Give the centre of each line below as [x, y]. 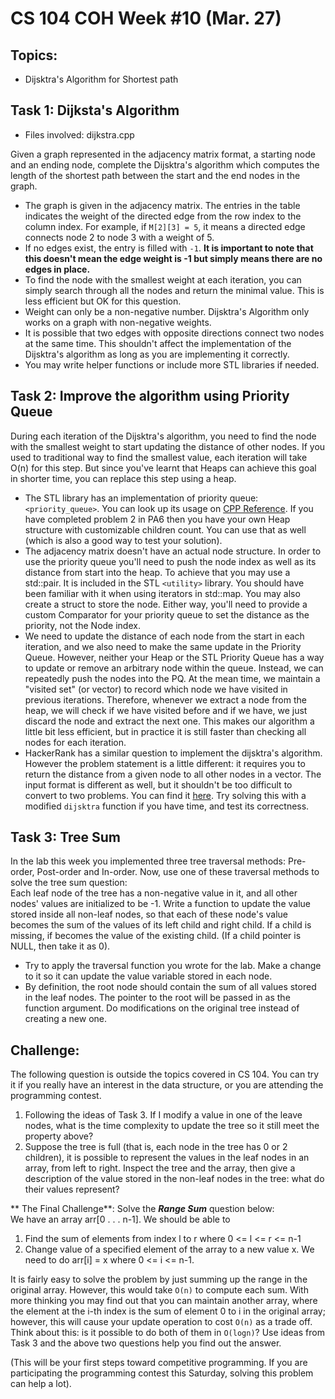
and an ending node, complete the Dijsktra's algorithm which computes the [165, 164]
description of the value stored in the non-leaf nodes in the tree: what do [174, 1179]
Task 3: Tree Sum [65, 837]
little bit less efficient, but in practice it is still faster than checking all [165, 731]
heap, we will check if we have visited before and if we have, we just [166, 710]
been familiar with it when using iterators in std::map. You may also [162, 593]
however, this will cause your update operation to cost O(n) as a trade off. [161, 1322]
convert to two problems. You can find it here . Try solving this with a [165, 795]
